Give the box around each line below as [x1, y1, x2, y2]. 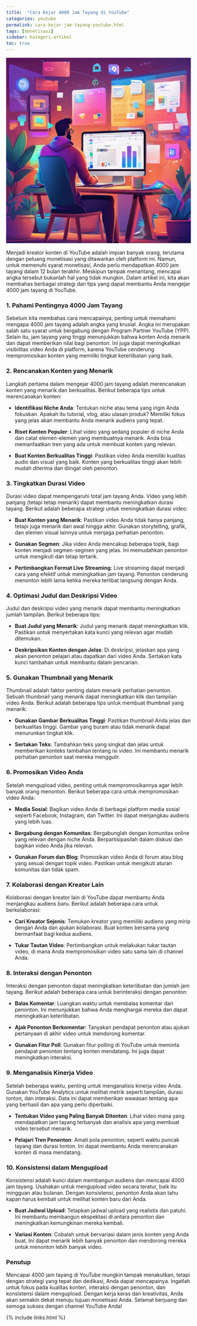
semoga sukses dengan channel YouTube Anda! [6, 1302, 123, 1310]
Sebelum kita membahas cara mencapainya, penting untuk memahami [6, 315, 176, 322]
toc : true [6, 41, 30, 46]
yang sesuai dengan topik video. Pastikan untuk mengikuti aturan [14, 859, 172, 866]
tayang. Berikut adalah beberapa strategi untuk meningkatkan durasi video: [6, 505, 188, 512]
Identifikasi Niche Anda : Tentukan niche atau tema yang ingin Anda [14, 404, 179, 411]
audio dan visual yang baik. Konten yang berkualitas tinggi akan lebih [14, 458, 182, 465]
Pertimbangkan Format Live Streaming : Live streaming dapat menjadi [14, 564, 185, 571]
